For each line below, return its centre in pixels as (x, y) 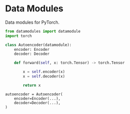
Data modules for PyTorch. (32, 22)
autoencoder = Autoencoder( (34, 94)
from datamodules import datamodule (43, 31)
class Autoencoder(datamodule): (38, 45)
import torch (19, 36)
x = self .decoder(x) (44, 76)
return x (32, 85)
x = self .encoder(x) (44, 72)
